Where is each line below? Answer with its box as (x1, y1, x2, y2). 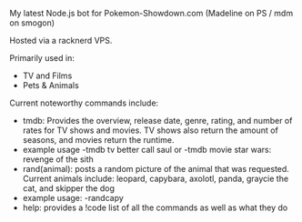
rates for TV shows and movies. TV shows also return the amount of (22, 125, 279, 136)
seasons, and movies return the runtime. (22, 135, 175, 145)
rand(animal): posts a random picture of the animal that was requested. (22, 164, 289, 174)
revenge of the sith (22, 154, 94, 165)
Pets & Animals (22, 80, 79, 90)
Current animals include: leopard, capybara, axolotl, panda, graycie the (22, 173, 289, 184)
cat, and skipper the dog (22, 183, 116, 194)
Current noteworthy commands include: (9, 97, 159, 108)
